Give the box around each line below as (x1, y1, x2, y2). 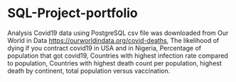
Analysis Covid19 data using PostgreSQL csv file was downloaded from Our (7, 29, 229, 37)
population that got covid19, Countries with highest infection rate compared (7, 51, 229, 60)
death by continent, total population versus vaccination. (7, 66, 171, 75)
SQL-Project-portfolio (7, 5, 139, 21)
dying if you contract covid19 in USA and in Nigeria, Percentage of (7, 43, 201, 52)
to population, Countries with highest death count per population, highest (7, 58, 222, 67)
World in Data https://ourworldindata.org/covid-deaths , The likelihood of (7, 36, 220, 44)
